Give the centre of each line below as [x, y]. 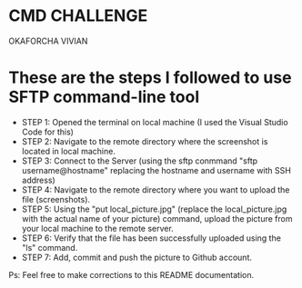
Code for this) [48, 132]
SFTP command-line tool [104, 97]
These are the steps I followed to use [150, 78]
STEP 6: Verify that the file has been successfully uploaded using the [151, 238]
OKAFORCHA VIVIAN [48, 41]
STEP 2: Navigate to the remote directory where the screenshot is [145, 141]
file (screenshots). [56, 199]
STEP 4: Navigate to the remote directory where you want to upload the [156, 189]
